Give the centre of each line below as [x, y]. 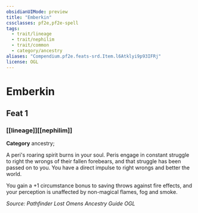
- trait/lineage [32, 34]
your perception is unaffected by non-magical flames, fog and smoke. [92, 192]
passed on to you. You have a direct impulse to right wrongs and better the [98, 168]
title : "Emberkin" [29, 17]
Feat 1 [17, 113]
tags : [13, 28]
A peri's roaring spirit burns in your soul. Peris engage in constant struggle [98, 155]
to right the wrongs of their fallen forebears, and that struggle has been [94, 162]
